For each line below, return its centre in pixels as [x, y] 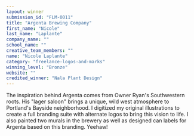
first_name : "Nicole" [33, 28]
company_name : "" [28, 39]
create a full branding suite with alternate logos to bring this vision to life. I [97, 115]
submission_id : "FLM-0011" [40, 17]
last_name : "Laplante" [34, 34]
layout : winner [25, 12]
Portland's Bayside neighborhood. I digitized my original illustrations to [93, 108]
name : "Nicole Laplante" [37, 56]
